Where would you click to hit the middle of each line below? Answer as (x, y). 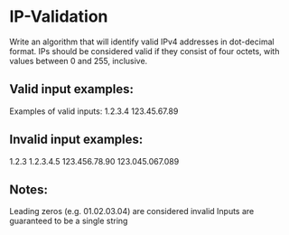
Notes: (28, 189)
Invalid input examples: (76, 140)
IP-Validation (59, 17)
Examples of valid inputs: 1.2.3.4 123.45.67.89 (94, 111)
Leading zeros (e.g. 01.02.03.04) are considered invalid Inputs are (132, 211)
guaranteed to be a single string (69, 221)
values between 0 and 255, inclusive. (79, 61)
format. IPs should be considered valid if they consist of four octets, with (144, 51)
